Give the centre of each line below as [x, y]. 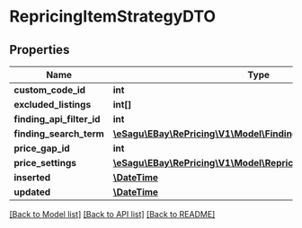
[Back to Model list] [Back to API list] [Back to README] [112, 214]
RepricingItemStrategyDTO [113, 17]
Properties [40, 50]
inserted [32, 177]
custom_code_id [50, 90]
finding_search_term [59, 134]
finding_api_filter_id [57, 119]
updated [32, 192]
